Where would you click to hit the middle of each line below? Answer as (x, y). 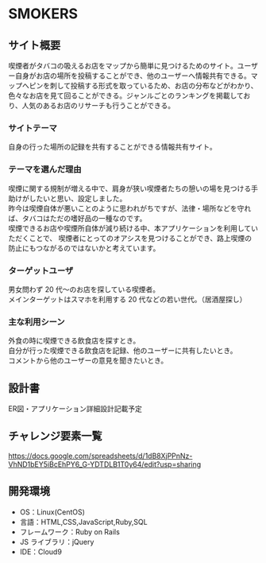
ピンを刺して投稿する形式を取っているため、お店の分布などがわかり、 (143, 85)
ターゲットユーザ (41, 270)
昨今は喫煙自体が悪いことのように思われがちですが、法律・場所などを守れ (130, 208)
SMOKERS (43, 14)
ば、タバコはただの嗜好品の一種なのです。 (77, 218)
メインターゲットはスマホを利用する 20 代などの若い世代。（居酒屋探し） (127, 299)
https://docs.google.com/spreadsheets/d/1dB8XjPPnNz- (100, 456)
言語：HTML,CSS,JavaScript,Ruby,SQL (84, 522)
